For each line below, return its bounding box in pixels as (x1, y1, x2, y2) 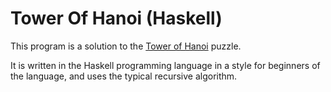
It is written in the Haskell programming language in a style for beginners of (10, 59, 321, 71)
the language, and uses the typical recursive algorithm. (10, 70, 238, 82)
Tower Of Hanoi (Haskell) (10, 7, 223, 30)
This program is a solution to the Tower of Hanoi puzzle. (10, 40, 242, 52)
